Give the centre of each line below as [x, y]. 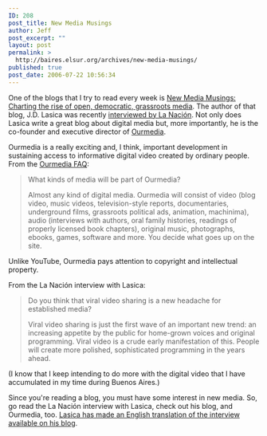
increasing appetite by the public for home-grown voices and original [141, 332]
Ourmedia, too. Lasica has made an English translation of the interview [124, 414]
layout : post [30, 45]
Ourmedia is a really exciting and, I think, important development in [118, 147]
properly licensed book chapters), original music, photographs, [131, 229]
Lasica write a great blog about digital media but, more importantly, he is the [133, 123]
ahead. [39, 358]
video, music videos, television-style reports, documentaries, [128, 203]
